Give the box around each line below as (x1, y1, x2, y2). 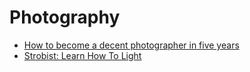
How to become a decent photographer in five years (23, 39, 240, 51)
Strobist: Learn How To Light (23, 49, 142, 61)
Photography (9, 6, 121, 29)
